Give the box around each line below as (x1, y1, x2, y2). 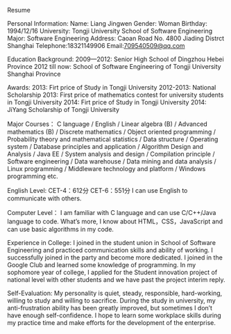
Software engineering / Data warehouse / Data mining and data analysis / (7, 157, 216, 166)
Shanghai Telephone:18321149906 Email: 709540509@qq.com (7, 42, 185, 49)
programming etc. (7, 172, 59, 180)
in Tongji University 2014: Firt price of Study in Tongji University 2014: (7, 98, 207, 106)
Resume (7, 6, 31, 14)
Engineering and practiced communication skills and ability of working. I (7, 246, 214, 254)
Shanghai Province (7, 70, 61, 78)
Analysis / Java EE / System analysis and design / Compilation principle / (7, 150, 215, 158)
